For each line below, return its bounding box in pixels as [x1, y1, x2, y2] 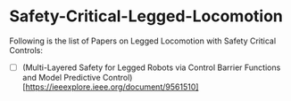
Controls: [9, 44, 43, 55]
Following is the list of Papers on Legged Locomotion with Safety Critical [9, 35, 277, 46]
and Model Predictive [21, 73, 101, 82]
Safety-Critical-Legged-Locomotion [9, 6, 284, 27]
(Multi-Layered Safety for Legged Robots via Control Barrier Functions [21, 62, 281, 73]
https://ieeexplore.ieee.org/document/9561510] [25, 82, 199, 92]
